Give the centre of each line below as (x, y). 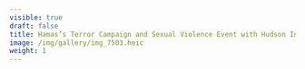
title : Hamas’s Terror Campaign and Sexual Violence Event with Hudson (148, 34)
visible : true (36, 17)
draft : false (34, 26)
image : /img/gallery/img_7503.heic (77, 43)
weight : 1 (28, 51)
